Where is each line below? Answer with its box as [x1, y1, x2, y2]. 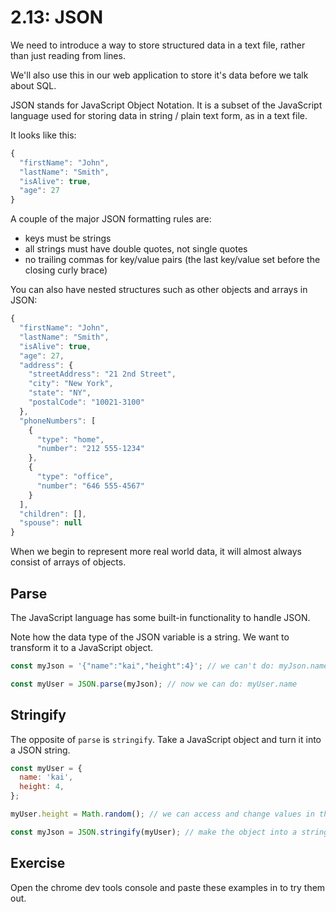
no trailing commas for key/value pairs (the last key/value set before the [24, 254, 321, 266]
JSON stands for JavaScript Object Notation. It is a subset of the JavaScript [10, 99, 323, 111]
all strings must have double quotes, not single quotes [24, 243, 248, 255]
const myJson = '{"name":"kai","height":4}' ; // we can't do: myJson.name [10, 661, 329, 671]
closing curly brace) [24, 264, 108, 276]
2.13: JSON [10, 6, 104, 29]
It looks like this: [10, 129, 77, 141]
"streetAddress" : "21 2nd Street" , [28, 369, 177, 380]
